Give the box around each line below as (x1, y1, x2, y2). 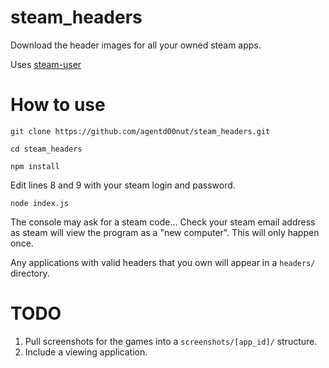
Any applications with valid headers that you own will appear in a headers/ (10, 256, 316, 268)
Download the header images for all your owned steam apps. (10, 39, 262, 51)
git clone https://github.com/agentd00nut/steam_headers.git (10, 126, 271, 136)
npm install (10, 161, 60, 171)
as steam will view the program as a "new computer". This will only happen (10, 226, 320, 238)
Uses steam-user (10, 58, 82, 70)
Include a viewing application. (24, 346, 148, 358)
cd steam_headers (10, 144, 83, 154)
